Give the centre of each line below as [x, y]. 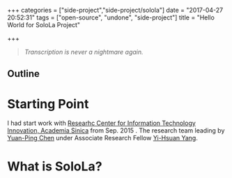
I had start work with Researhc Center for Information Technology [102, 123]
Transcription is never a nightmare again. [84, 52]
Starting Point [48, 104]
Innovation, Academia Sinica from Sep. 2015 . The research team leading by [116, 131]
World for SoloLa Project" [44, 25]
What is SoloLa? [55, 166]
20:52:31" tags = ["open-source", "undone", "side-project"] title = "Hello [111, 17]
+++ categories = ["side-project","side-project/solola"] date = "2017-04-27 [115, 10]
